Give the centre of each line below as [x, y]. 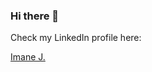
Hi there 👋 [35, 16]
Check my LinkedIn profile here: [76, 38]
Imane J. [28, 57]
